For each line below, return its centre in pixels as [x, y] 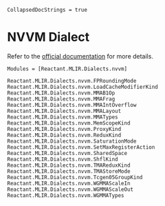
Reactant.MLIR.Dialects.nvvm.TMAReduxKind [69, 165]
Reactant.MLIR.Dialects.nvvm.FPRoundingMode [72, 81]
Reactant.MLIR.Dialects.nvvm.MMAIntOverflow [72, 105]
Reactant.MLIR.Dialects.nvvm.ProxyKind [64, 129]
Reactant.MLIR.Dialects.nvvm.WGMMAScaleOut [70, 189]
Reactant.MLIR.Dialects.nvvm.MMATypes [63, 117]
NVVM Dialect [48, 37]
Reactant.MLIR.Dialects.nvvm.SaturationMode [72, 141]
